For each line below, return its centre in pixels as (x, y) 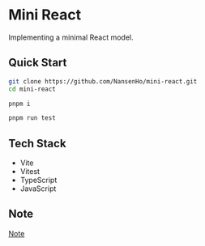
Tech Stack (37, 143)
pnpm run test (32, 118)
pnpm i (19, 104)
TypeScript (38, 180)
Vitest (30, 172)
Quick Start (38, 63)
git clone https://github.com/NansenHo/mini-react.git (103, 81)
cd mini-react (32, 89)
